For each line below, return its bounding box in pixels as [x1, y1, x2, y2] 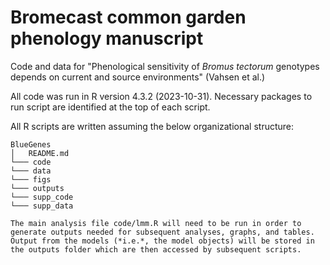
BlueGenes [10, 139, 52, 150]
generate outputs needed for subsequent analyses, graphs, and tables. [10, 227, 315, 237]
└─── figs [10, 174, 52, 185]
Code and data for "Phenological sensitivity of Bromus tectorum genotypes [10, 60, 320, 72]
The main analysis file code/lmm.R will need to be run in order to [10, 218, 302, 228]
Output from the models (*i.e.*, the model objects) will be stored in [10, 236, 315, 246]
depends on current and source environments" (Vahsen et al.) [10, 71, 266, 83]
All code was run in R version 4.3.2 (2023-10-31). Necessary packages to [10, 90, 313, 102]
